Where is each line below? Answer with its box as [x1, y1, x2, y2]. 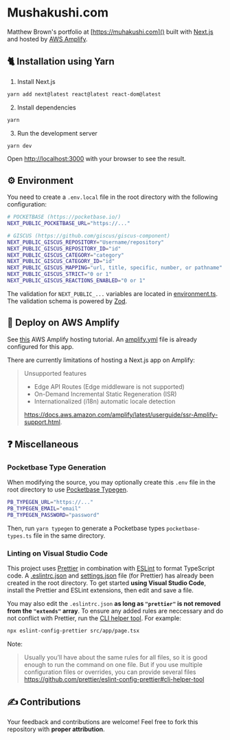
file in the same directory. [33, 531, 106, 540]
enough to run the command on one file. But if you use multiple [23, 661, 203, 669]
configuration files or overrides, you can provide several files [23, 668, 196, 676]
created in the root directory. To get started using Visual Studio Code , [7, 579, 206, 587]
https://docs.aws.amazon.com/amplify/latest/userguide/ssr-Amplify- [23, 410, 218, 419]
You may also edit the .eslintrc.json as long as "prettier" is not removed [7, 600, 221, 608]
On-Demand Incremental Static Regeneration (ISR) [34, 390, 177, 398]
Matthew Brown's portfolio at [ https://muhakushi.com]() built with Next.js [7, 28, 214, 36]
